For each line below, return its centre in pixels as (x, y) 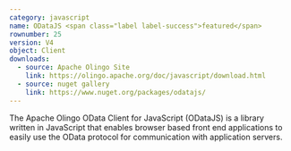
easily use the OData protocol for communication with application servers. (146, 137)
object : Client (38, 51)
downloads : (30, 59)
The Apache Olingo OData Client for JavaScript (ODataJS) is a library (137, 118)
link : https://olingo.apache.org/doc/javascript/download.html (146, 76)
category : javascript (50, 17)
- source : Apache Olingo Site (73, 68)
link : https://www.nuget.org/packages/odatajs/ (116, 92)
